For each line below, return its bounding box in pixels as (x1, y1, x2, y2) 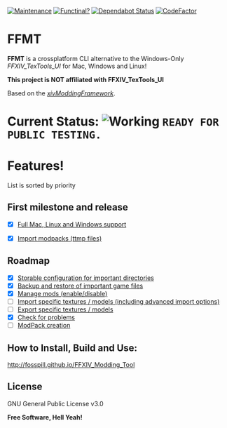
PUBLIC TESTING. (7, 128, 102, 142)
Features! (7, 158, 64, 174)
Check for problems (17, 313, 76, 322)
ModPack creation (17, 321, 71, 330)
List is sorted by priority (7, 181, 76, 189)
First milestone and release (7, 201, 128, 213)
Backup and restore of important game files (17, 281, 144, 290)
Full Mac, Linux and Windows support (17, 220, 127, 228)
